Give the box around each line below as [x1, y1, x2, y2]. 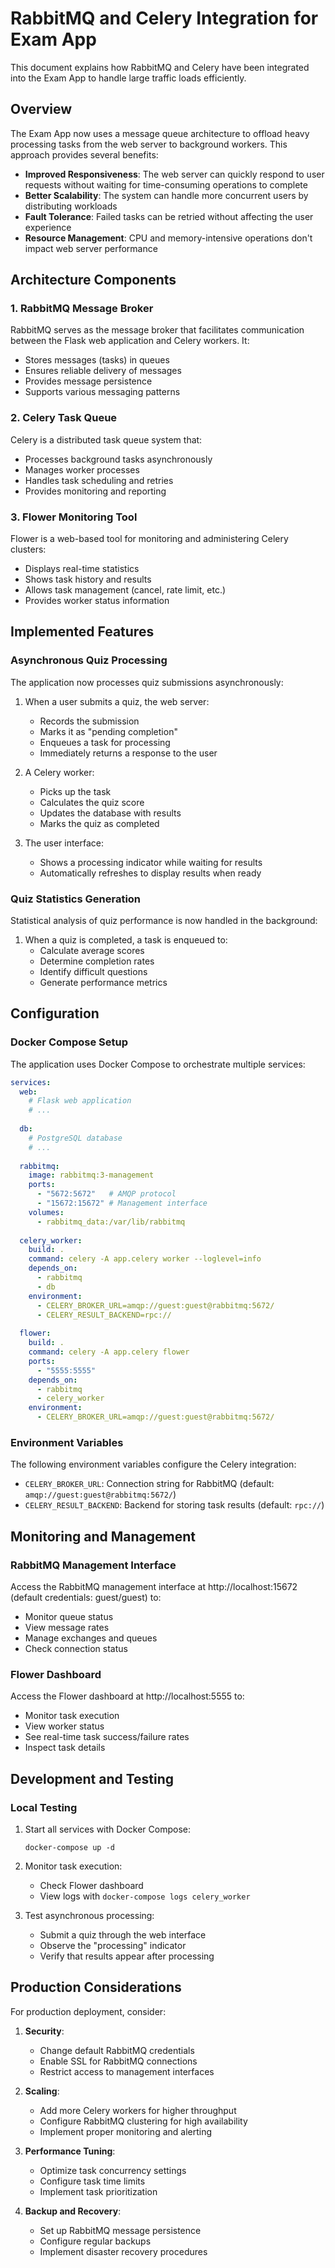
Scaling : [24, 2085, 60, 2097]
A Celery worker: [24, 766, 95, 778]
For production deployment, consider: [10, 2005, 167, 2017]
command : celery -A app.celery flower [28, 1347, 190, 1357]
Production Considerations [10, 1979, 182, 1996]
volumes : [28, 1207, 65, 1217]
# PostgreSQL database [28, 1133, 123, 1143]
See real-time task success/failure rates [24, 1731, 190, 1743]
